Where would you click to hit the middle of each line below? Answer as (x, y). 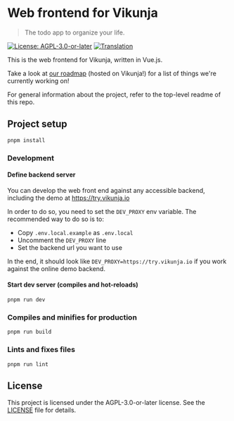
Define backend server (41, 175)
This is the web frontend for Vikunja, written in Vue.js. (85, 59)
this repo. (21, 102)
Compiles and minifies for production (72, 317)
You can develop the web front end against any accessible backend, (106, 190)
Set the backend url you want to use (70, 247)
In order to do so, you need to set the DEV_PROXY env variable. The (102, 211)
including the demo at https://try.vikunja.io (69, 198)
